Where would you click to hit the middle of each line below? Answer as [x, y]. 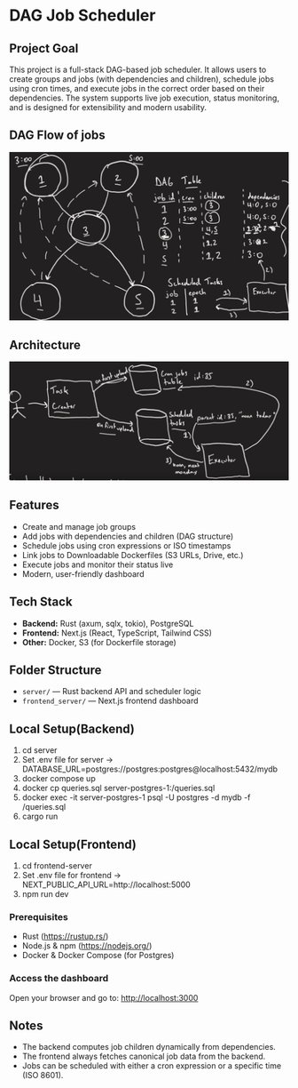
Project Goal [44, 48]
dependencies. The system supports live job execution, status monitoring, [144, 98]
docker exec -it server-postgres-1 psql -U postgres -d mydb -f [136, 797]
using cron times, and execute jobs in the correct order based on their [137, 88]
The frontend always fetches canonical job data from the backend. [144, 1056]
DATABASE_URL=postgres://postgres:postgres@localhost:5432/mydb [149, 769]
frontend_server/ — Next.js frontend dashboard [110, 701]
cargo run [40, 816]
